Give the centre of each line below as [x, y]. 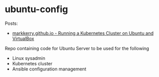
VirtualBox [23, 38]
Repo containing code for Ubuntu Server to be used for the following [77, 48]
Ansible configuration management [49, 69]
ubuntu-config [37, 9]
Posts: [12, 23]
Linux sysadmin [29, 58]
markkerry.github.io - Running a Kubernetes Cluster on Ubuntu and [83, 33]
